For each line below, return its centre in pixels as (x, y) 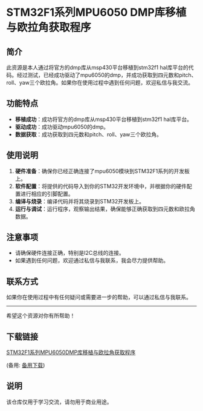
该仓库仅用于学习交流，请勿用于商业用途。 (59, 402)
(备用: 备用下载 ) (26, 365)
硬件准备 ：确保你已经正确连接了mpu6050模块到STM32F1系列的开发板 (102, 171)
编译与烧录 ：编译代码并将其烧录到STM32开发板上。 (80, 201)
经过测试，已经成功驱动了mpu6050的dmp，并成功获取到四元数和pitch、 (107, 75)
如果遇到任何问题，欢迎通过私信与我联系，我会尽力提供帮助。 (92, 260)
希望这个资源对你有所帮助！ (41, 316)
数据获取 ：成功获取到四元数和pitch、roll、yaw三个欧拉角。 (88, 134)
